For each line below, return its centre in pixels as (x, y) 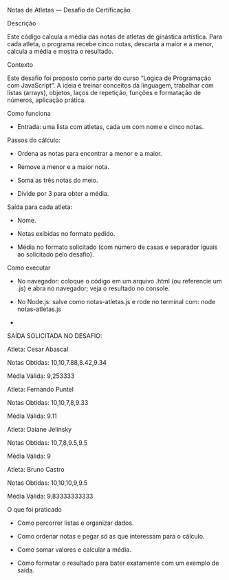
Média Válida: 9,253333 (41, 376)
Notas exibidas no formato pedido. (66, 233)
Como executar (29, 268)
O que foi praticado (34, 509)
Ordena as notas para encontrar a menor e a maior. (90, 153)
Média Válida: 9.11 (32, 416)
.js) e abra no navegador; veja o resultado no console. (94, 288)
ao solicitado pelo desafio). (55, 254)
